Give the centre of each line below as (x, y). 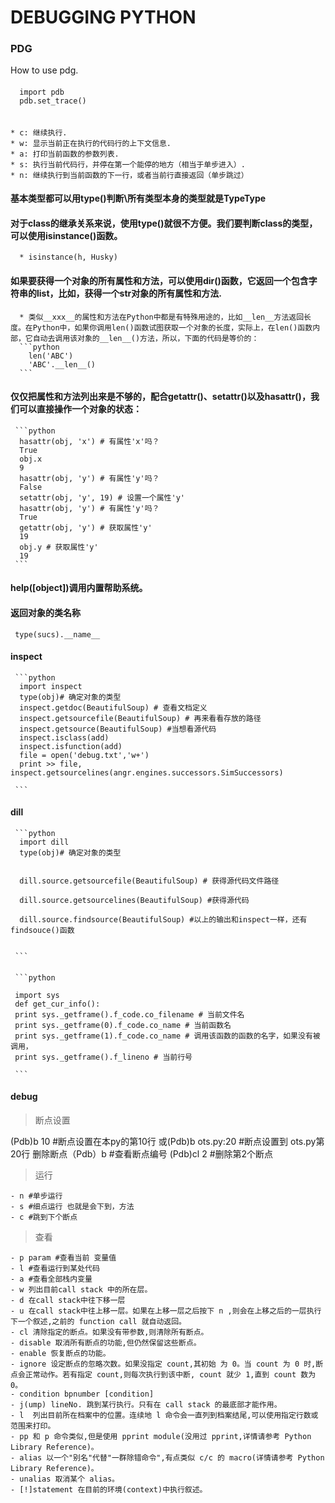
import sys (37, 995)
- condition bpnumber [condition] (82, 1394)
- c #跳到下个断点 (44, 1217)
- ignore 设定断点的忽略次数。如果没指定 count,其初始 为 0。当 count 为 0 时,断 (167, 1364)
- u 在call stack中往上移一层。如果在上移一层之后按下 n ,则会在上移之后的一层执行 (166, 1311)
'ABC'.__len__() (62, 364)
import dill (44, 842)
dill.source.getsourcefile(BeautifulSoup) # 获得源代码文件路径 (149, 881)
